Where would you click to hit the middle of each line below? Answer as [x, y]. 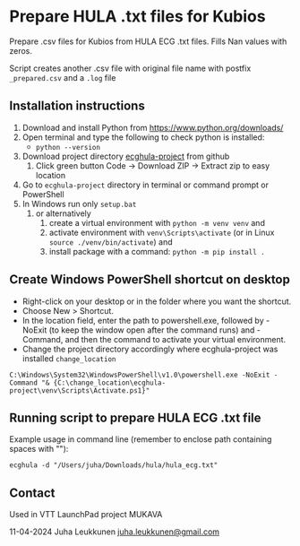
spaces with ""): [39, 449]
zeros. [21, 50]
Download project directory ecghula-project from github [126, 156]
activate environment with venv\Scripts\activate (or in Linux [162, 232]
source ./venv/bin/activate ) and [111, 242]
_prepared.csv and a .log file [63, 77]
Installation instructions [77, 106]
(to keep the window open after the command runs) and [152, 330]
